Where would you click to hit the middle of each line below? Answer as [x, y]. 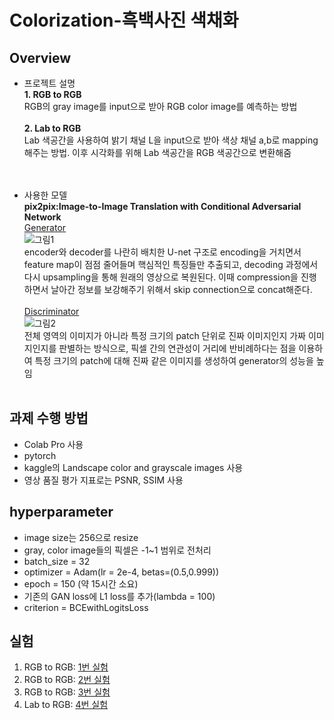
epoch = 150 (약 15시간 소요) [81, 583]
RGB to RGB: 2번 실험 [67, 680]
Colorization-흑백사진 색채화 [124, 20]
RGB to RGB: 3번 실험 [67, 692]
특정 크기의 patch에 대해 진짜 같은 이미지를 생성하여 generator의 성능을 [174, 360]
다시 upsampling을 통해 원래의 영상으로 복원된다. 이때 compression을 [161, 277]
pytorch [40, 455]
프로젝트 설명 [49, 83]
